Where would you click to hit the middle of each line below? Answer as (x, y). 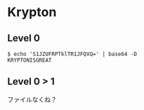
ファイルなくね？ (32, 99)
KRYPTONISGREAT (30, 60)
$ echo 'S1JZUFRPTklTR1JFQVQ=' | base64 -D (72, 54)
